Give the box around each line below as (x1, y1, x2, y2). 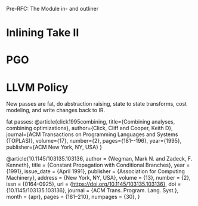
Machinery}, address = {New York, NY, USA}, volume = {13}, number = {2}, (6, 174, 191, 182)
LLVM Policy (6, 81, 69, 94)
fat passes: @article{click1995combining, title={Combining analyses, (6, 118, 175, 125)
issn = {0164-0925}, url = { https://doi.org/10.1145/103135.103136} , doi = (6, 180, 181, 187)
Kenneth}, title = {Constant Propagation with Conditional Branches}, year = (6, 161, 190, 169)
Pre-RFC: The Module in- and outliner (6, 5, 99, 12)
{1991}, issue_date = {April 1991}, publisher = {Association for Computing (6, 168, 185, 175)
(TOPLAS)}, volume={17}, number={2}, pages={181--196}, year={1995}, (6, 137, 182, 144)
